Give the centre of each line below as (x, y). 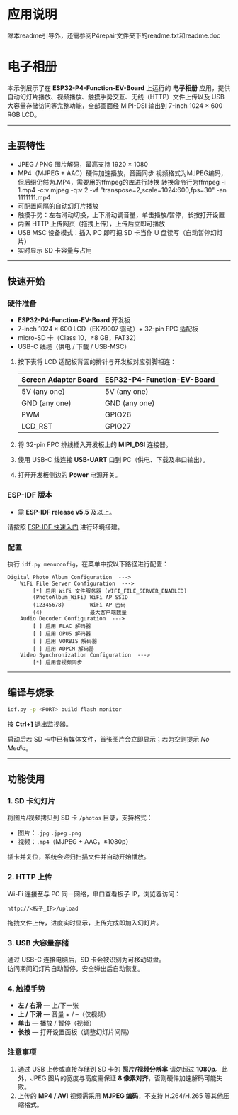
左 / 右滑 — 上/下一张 (48, 1006)
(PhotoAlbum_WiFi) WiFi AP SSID (81, 597)
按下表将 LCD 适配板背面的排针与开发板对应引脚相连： (97, 362)
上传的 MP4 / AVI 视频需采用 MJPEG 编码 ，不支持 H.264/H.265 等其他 (120, 1095)
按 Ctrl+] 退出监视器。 (40, 724)
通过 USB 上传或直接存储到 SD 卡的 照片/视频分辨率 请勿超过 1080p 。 (119, 1069)
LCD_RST (37, 427)
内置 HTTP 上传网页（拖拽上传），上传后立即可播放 (91, 224)
